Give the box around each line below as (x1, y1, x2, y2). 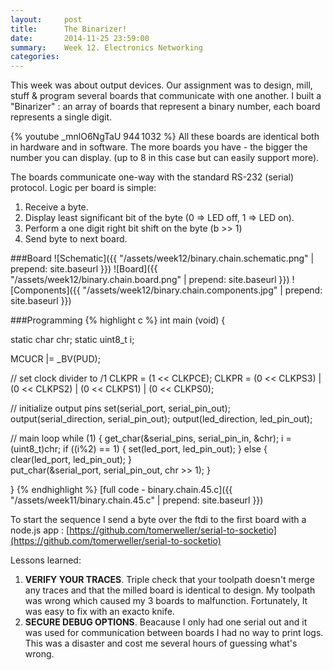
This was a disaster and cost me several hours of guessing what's (24, 637, 298, 650)
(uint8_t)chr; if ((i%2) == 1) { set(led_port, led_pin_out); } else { (10, 443, 268, 455)
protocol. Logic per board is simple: (10, 182, 157, 194)
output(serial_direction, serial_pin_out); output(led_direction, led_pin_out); (10, 413, 313, 425)
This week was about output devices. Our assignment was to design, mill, (10, 79, 313, 91)
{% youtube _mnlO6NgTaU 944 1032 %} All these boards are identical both (10, 131, 320, 143)
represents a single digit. (10, 111, 113, 123)
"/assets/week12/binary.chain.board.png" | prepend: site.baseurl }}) (10, 274, 290, 286)
